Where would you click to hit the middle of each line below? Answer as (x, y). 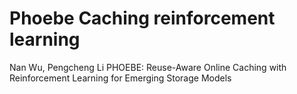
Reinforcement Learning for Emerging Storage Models (120, 78)
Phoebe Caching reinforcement (142, 18)
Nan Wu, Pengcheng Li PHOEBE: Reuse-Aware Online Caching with (148, 67)
